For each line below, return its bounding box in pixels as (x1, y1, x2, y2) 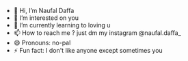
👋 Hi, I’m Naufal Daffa (13, 7, 75, 14)
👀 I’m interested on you (13, 14, 79, 22)
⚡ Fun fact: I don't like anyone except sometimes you (13, 47, 163, 54)
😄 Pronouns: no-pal (13, 38, 71, 47)
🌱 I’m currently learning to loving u (13, 21, 111, 29)
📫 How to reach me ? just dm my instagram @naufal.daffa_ (13, 29, 181, 37)
